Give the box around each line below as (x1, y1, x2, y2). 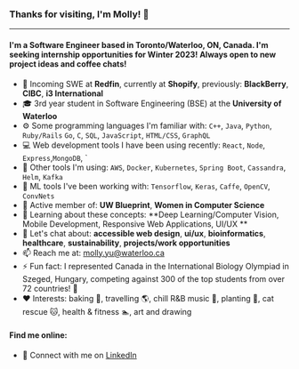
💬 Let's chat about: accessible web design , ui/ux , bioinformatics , (21, 228, 266, 238)
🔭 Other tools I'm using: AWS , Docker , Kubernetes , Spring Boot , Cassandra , (21, 162, 287, 172)
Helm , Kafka (21, 171, 64, 181)
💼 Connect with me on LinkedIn (21, 349, 138, 360)
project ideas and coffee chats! (9, 58, 127, 69)
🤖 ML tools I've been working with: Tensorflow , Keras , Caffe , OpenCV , (21, 180, 271, 191)
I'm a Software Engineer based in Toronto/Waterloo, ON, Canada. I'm (9, 39, 269, 50)
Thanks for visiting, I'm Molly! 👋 (9, 8, 149, 20)
